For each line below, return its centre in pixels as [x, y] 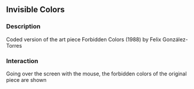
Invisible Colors [35, 10]
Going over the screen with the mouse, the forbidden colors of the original [97, 74]
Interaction [22, 61]
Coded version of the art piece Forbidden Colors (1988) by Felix [84, 39]
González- [175, 39]
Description [23, 27]
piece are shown [26, 80]
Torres [14, 45]
